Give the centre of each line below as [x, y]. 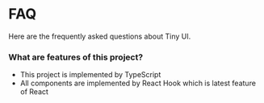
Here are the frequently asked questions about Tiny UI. [100, 36]
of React [34, 92]
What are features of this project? [76, 57]
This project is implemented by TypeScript [90, 75]
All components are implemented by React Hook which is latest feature [138, 83]
